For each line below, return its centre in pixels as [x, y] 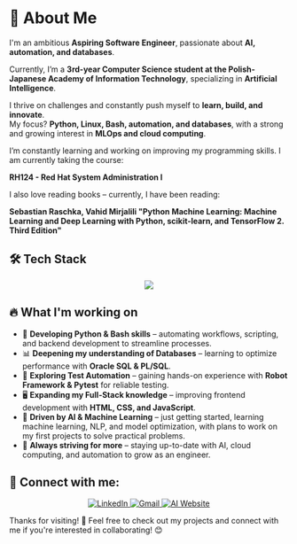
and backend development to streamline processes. [117, 343]
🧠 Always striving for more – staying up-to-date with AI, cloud [136, 445]
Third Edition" [35, 230]
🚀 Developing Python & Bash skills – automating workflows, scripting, [150, 334]
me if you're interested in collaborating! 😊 [86, 530]
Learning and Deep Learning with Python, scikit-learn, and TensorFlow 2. [147, 221]
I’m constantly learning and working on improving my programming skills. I [145, 151]
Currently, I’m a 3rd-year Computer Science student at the [118, 69]
